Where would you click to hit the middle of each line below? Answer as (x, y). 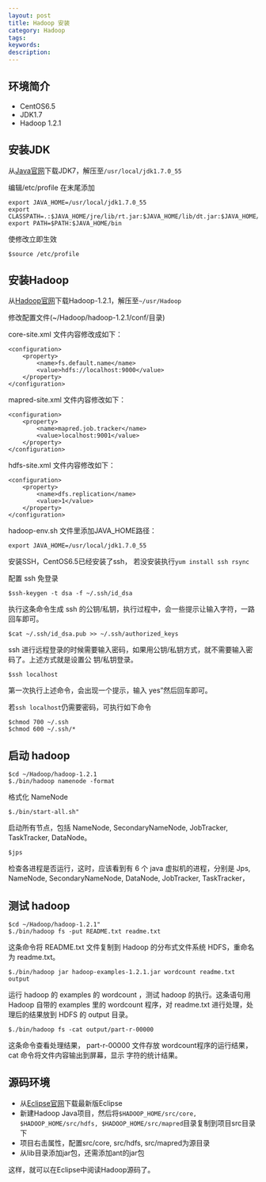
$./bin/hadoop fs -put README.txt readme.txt (84, 932)
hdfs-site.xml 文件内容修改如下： (62, 466)
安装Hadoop (39, 280)
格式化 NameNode (38, 797)
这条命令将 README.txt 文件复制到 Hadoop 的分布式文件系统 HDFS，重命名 (131, 947)
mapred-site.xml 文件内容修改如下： (67, 400)
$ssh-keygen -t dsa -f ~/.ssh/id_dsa (70, 593)
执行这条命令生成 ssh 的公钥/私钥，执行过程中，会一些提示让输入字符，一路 (131, 609)
